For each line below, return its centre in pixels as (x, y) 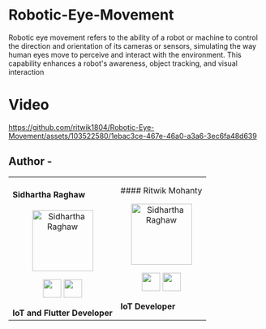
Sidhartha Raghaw (49, 195)
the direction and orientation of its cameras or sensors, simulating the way (133, 45)
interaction (26, 71)
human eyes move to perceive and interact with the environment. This (125, 54)
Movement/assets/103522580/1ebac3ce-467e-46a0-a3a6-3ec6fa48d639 (133, 136)
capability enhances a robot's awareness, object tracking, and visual (123, 63)
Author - (30, 161)
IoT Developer (148, 306)
